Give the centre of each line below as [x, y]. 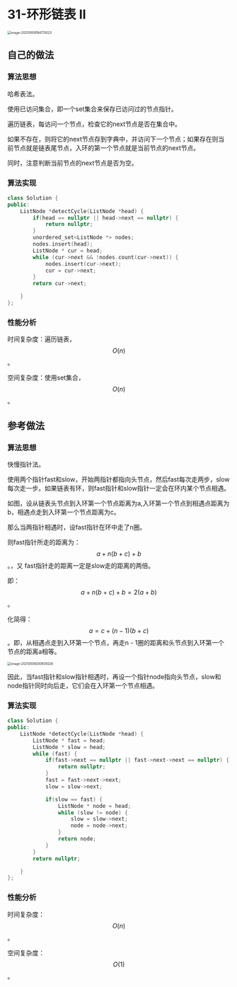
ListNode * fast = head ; [69, 741]
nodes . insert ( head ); [63, 244]
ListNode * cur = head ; [68, 251]
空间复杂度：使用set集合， [46, 378]
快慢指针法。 [26, 464]
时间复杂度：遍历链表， [41, 339]
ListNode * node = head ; [94, 806]
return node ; [77, 839]
